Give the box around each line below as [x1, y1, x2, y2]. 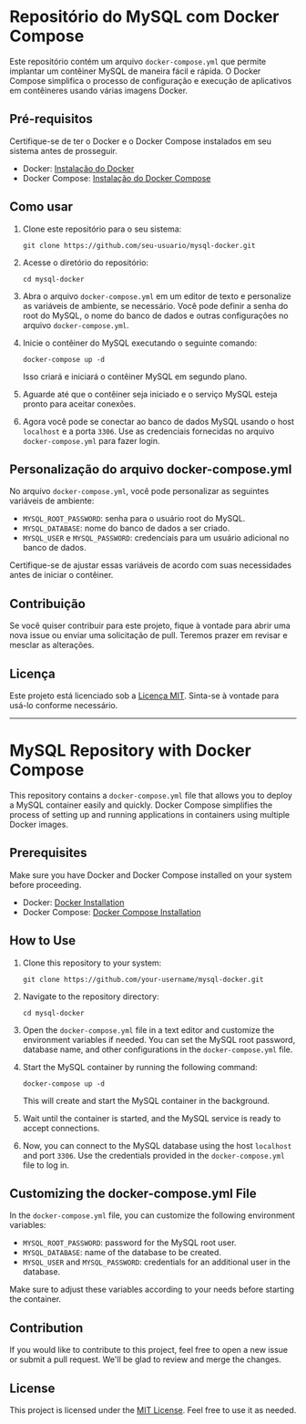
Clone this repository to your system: [22, 957, 162, 968]
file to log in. [22, 1160, 70, 1171]
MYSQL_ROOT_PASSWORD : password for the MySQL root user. [22, 1237, 237, 1248]
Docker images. [9, 819, 68, 830]
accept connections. [22, 1122, 100, 1133]
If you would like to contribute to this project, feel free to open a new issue [9, 1345, 289, 1356]
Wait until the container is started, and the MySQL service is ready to [22, 1112, 281, 1123]
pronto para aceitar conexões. [22, 398, 137, 409]
